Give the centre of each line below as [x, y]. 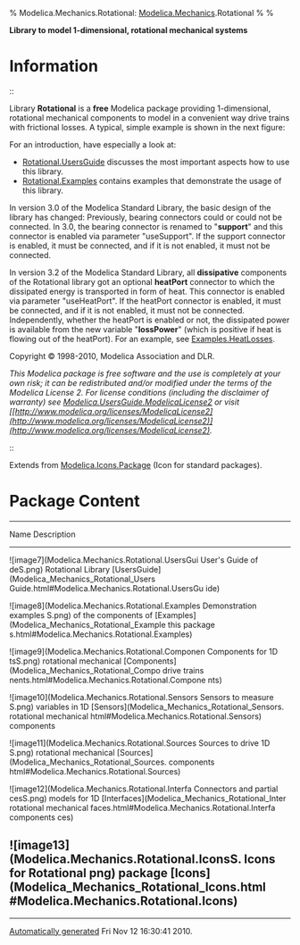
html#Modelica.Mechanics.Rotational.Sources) [95, 771]
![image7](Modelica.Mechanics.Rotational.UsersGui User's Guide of [134, 560]
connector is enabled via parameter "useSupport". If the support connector [147, 236]
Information [54, 67]
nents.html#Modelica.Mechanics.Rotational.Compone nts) [116, 680]
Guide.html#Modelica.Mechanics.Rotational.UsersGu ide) [115, 588]
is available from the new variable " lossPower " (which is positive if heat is [146, 329]
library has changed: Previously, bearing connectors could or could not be [146, 217]
